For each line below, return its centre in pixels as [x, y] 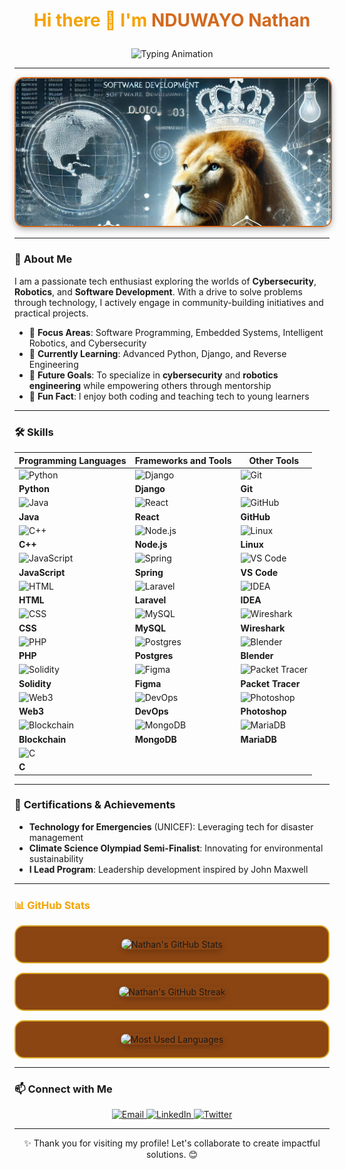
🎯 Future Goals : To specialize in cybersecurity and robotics [153, 375]
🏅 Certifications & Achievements [95, 805]
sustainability [56, 858]
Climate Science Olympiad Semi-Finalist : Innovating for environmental [176, 848]
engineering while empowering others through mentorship [150, 385]
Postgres [154, 656]
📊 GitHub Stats [52, 905]
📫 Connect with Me [63, 1089]
